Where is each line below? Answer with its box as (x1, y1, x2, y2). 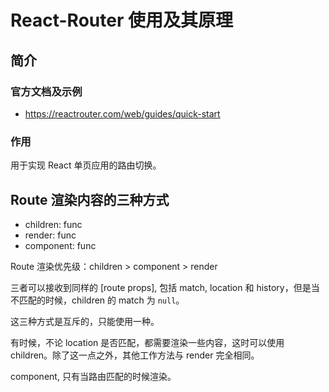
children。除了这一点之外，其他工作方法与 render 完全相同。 (10, 349, 260, 361)
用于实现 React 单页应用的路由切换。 (10, 159, 162, 171)
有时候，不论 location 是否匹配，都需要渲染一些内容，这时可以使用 (10, 336, 285, 348)
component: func (24, 239, 97, 251)
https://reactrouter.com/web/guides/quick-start (24, 107, 221, 120)
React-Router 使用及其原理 (10, 9, 233, 32)
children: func (24, 218, 83, 230)
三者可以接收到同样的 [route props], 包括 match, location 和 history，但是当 (10, 281, 320, 293)
